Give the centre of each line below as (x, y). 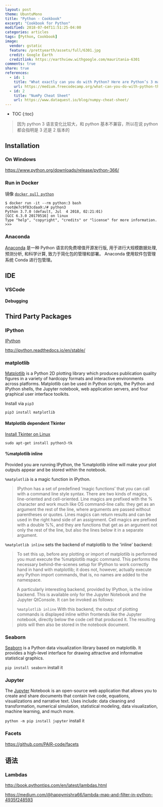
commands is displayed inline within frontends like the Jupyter (79, 614)
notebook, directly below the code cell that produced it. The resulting (86, 619)
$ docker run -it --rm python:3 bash (43, 203)
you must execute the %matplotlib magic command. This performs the (87, 559)
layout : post (18, 9)
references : (17, 73)
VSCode (15, 289)
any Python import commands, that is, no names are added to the (82, 574)
